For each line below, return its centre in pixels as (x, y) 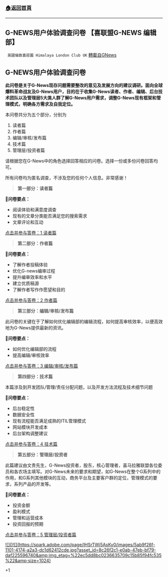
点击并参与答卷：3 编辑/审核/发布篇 (42, 365)
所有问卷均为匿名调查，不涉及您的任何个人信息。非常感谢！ (66, 177)
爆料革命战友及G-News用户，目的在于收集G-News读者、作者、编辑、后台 (82, 91)
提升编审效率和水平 (32, 277)
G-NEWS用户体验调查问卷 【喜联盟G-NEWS (73, 33)
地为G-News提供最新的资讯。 (36, 327)
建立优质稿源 (25, 283)
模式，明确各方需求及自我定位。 (42, 104)
